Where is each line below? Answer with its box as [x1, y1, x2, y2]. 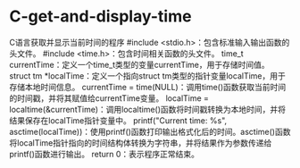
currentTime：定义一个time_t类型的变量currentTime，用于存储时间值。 [9, 59, 270, 70]
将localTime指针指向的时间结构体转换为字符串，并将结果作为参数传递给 [9, 137, 272, 148]
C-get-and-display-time [9, 6, 192, 27]
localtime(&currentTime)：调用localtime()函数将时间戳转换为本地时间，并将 [9, 104, 287, 114]
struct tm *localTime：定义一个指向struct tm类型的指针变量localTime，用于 [9, 70, 286, 81]
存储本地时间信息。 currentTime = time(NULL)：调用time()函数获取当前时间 [9, 81, 287, 92]
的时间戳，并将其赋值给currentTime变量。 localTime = [9, 92, 210, 104]
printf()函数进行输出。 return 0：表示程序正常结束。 [9, 148, 199, 159]
